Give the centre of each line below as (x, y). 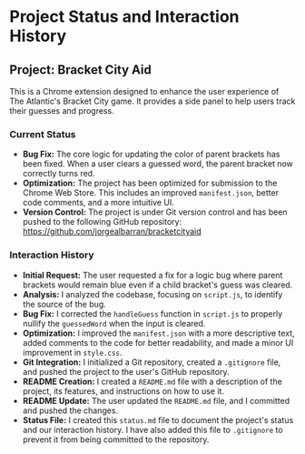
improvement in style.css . (72, 352)
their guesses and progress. (62, 111)
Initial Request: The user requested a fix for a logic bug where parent (152, 275)
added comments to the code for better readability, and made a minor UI (158, 342)
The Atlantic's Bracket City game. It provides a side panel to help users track (152, 101)
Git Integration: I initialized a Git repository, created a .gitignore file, (152, 362)
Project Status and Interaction (124, 17)
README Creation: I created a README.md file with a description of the (152, 381)
